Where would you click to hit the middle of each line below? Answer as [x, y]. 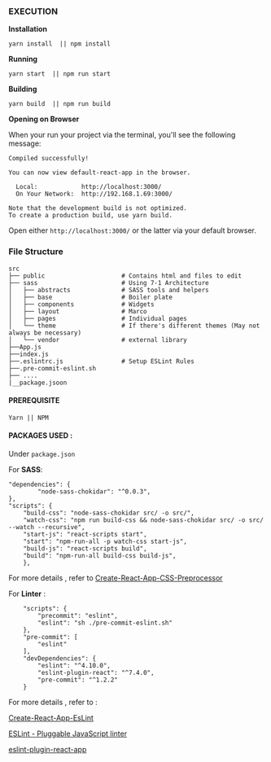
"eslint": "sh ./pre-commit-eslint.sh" [105, 623]
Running [23, 59]
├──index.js [28, 354]
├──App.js [25, 347]
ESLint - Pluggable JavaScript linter [68, 734]
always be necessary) [45, 333]
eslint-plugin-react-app [48, 749]
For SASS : [26, 469]
